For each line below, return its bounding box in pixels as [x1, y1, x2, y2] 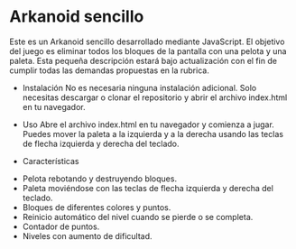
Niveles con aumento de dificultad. [22, 230, 153, 241]
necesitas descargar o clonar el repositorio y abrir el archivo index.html [22, 92, 288, 103]
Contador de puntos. [22, 221, 100, 232]
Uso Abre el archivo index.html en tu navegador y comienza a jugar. [22, 119, 275, 130]
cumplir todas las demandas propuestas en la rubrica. [9, 65, 209, 76]
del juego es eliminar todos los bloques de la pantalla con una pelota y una [9, 45, 287, 56]
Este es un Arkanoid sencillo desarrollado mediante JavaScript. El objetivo [9, 36, 285, 47]
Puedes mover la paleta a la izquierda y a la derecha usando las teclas [22, 128, 284, 139]
